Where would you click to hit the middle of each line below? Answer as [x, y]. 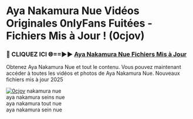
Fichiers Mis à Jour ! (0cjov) [75, 36]
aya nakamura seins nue [35, 97]
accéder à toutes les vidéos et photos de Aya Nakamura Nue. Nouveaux [93, 73]
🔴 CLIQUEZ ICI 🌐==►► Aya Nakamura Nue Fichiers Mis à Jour [96, 54]
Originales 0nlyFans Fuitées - [79, 23]
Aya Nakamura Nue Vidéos [73, 11]
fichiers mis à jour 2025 [35, 80]
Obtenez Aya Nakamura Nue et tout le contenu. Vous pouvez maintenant [94, 67]
